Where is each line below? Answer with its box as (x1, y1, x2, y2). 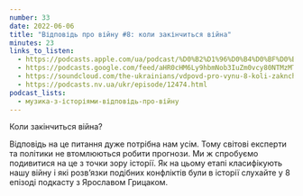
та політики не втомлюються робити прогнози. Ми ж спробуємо (9, 148, 259, 159)
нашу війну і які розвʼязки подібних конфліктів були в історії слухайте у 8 (9, 167, 290, 178)
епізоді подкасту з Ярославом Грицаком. (9, 177, 169, 188)
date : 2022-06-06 (9, 22, 75, 31)
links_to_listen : (9, 47, 75, 56)
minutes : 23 (9, 38, 54, 48)
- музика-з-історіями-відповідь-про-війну (17, 96, 179, 106)
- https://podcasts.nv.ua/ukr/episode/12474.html (17, 80, 207, 89)
